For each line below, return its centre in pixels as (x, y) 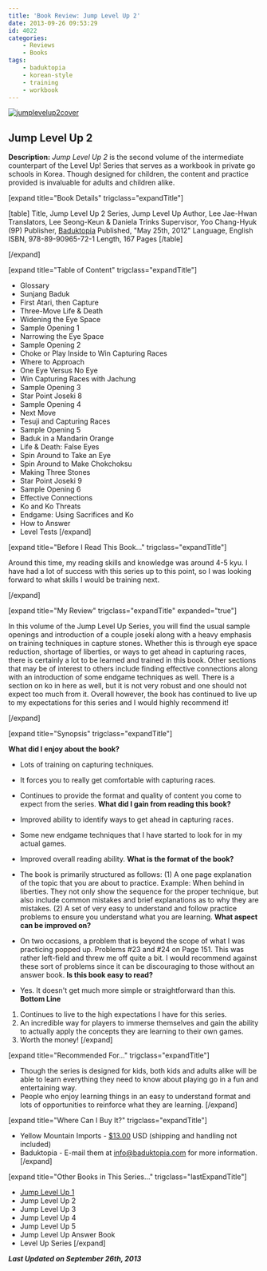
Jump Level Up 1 (47, 1193)
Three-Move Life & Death (61, 311)
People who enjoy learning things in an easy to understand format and (135, 1097)
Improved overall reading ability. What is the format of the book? (127, 859)
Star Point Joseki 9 (51, 481)
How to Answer (45, 524)
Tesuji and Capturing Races (65, 421)
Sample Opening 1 (49, 328)
